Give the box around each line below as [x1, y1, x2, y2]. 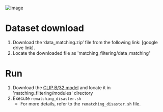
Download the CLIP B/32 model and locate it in [12, 84, 111, 91]
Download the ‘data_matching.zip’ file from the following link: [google [12, 39, 158, 45]
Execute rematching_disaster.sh [12, 95, 81, 101]
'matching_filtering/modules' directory [12, 90, 93, 96]
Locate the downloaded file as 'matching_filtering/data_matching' [12, 50, 150, 56]
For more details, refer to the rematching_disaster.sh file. [20, 100, 141, 106]
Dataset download [5, 23, 84, 34]
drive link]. [12, 45, 35, 51]
